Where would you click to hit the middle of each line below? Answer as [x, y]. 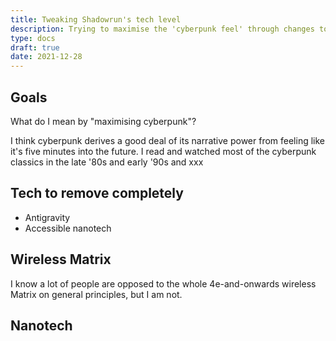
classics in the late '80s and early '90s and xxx [107, 162]
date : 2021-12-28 [46, 57]
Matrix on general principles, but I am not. [96, 294]
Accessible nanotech [68, 228]
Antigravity [47, 217]
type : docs [33, 38]
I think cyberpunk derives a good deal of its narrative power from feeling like [168, 140]
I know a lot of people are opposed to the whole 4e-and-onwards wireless [163, 283]
